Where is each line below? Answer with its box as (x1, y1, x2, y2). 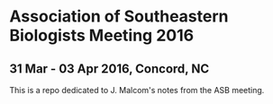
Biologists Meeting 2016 (9, 25, 195, 46)
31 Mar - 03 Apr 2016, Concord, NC (9, 61, 210, 76)
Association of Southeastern (9, 6, 229, 27)
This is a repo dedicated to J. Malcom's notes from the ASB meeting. (9, 85, 265, 95)
